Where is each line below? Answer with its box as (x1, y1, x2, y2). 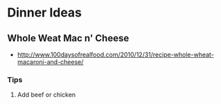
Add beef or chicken (17, 91, 76, 99)
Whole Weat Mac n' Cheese (7, 32, 130, 44)
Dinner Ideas (7, 5, 82, 21)
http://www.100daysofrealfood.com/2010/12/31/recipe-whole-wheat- (17, 50, 215, 59)
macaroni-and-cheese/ (17, 58, 84, 66)
